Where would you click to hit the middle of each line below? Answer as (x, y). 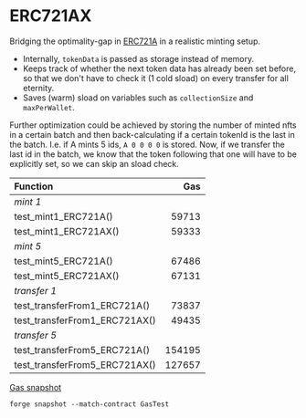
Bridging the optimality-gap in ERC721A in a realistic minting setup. (135, 41)
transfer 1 (36, 290)
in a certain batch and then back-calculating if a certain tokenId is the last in (152, 134)
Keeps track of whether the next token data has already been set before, (159, 68)
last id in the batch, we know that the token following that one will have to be (153, 154)
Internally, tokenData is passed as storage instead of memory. (138, 58)
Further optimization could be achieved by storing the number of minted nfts (153, 125)
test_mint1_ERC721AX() (67, 231)
